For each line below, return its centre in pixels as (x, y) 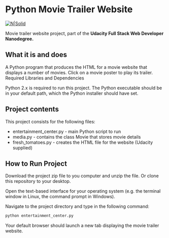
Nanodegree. (20, 39)
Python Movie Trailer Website (69, 9)
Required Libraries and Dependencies (45, 78)
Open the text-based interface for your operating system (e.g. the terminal (83, 191)
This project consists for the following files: (50, 121)
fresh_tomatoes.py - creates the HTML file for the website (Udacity (83, 142)
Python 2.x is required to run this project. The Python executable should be (84, 88)
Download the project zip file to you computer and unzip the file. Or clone (82, 176)
